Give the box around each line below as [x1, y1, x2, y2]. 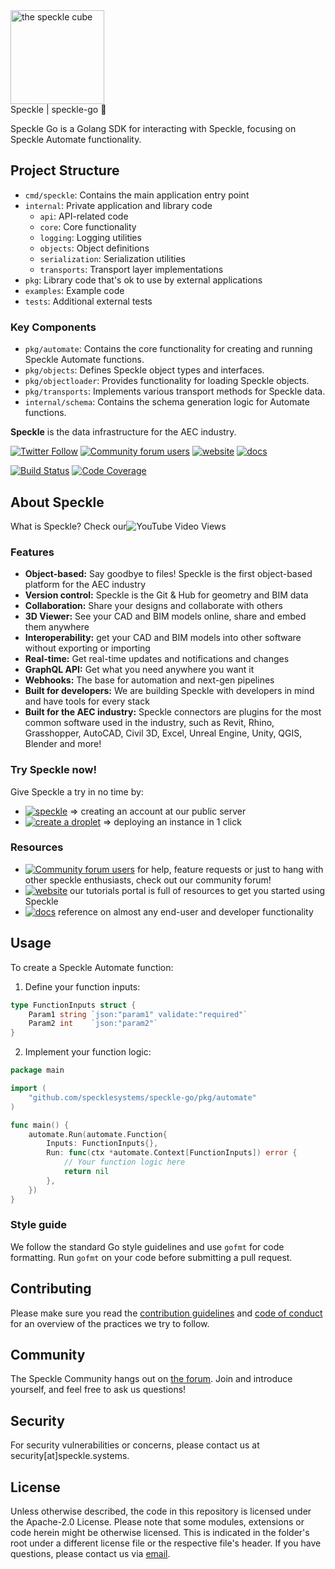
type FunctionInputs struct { [10, 1000, 137, 1010]
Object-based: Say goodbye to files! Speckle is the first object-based [24, 568, 313, 580]
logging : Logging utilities [39, 231, 142, 243]
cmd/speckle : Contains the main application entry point [24, 189, 250, 201]
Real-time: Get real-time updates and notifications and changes [24, 653, 290, 665]
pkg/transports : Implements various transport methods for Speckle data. [24, 385, 326, 398]
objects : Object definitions [39, 242, 150, 254]
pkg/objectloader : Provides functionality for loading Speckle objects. [24, 375, 310, 387]
